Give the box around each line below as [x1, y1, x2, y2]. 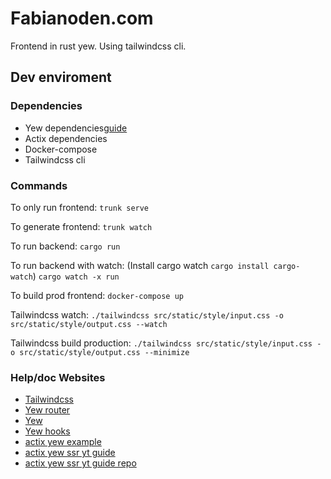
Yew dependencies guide [24, 122, 128, 134]
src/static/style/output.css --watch [10, 319, 168, 329]
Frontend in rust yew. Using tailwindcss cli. [10, 40, 187, 52]
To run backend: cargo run [10, 240, 121, 252]
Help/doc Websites [10, 370, 106, 384]
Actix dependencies [24, 132, 108, 144]
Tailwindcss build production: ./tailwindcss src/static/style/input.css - [10, 337, 322, 349]
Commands [10, 178, 68, 192]
